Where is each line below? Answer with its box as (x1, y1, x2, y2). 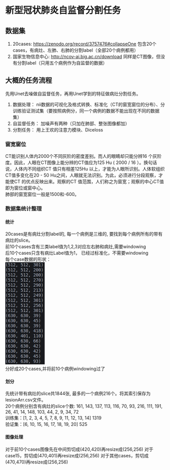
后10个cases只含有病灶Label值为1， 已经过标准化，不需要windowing (5, 250, 149, 256)
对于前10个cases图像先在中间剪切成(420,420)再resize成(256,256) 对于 (5, 446, 154, 452)
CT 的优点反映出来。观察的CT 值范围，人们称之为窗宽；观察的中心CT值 (14, 179, 164, 185)
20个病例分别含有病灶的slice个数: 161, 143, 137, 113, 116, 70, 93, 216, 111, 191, (5, 403, 163, 409)
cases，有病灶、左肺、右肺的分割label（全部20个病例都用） (12, 47, 139, 53)
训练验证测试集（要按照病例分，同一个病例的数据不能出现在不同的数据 (12, 108, 160, 114)
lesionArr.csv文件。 (5, 397, 46, 403)
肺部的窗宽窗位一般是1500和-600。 (5, 191, 80, 197)
